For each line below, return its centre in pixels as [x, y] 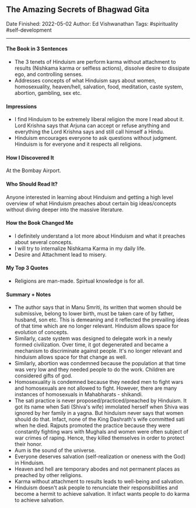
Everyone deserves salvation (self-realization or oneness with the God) [100, 456]
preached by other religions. [48, 475]
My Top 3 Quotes [27, 268]
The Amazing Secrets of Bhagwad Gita [78, 10]
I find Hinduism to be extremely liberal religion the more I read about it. [99, 119]
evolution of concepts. [41, 332]
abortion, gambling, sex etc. [48, 93]
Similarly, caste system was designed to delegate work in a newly [93, 338]
